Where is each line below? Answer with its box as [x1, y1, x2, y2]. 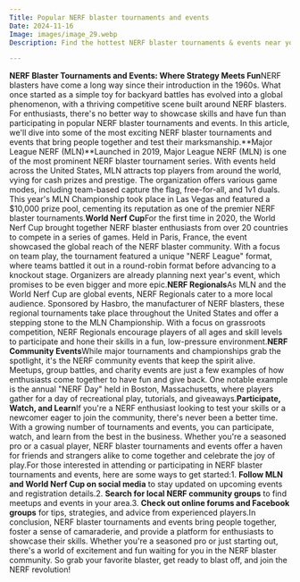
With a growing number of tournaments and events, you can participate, [9, 422, 275, 433]
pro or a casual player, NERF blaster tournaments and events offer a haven [9, 441, 283, 451]
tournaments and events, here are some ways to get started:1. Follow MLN [9, 469, 284, 480]
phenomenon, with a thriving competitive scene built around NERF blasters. [9, 99, 287, 110]
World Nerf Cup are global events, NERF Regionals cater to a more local [9, 289, 273, 299]
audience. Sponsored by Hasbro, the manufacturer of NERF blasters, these [9, 299, 285, 309]
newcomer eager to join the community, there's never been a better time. [9, 412, 279, 423]
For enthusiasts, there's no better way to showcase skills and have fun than [9, 108, 287, 119]
